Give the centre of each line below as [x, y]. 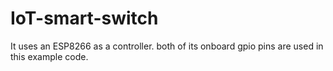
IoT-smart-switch [84, 18]
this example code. [49, 56]
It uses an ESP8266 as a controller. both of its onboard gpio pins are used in [167, 46]
